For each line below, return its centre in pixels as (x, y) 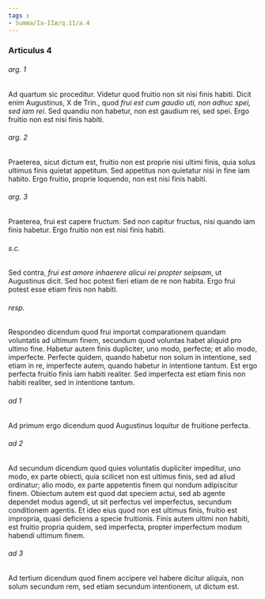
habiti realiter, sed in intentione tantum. (72, 383)
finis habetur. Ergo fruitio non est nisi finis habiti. (87, 230)
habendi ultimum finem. (47, 535)
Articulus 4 (30, 51)
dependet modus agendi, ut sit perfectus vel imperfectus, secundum (120, 502)
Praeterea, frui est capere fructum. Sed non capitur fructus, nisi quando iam (132, 222)
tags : (19, 15)
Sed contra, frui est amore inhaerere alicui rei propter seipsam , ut (115, 273)
